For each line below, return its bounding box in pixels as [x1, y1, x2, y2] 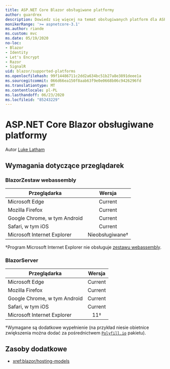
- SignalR [5, 64, 26, 69]
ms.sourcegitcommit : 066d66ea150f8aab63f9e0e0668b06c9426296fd [5, 78, 142, 83]
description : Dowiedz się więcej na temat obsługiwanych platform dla [5, 17, 157, 22]
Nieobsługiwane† [88, 231, 129, 238]
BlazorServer [5, 257, 38, 264]
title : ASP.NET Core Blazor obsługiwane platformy [5, 7, 114, 13]
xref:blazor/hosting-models [12, 358, 70, 364]
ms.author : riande [5, 26, 44, 31]
